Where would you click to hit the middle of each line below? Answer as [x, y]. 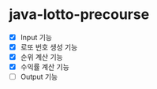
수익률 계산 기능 [45, 67]
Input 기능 [36, 37]
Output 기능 [39, 77]
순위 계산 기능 [41, 57]
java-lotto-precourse [79, 15]
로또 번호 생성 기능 [49, 47]
